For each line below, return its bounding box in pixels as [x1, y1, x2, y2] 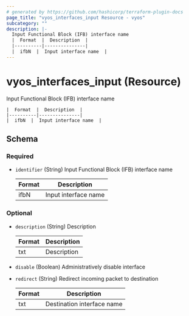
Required [6, 152, 34, 160]
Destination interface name [45, 300, 123, 308]
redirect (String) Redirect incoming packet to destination [15, 275, 159, 282]
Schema [6, 134, 38, 144]
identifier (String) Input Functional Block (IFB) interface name [15, 166, 173, 174]
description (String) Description [15, 223, 96, 230]
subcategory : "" [6, 20, 47, 26]
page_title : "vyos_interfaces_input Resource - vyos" [6, 15, 146, 21]
